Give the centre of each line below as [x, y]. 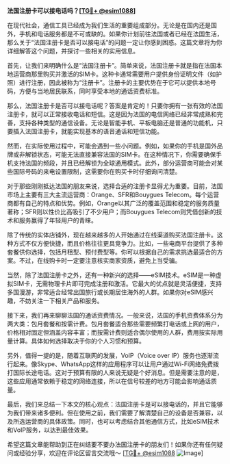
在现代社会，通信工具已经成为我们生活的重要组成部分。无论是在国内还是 [109, 25]
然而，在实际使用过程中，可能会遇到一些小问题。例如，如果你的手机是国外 [112, 146]
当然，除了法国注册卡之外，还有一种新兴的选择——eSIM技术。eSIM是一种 [112, 275]
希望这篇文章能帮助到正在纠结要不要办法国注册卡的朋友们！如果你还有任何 [112, 444]
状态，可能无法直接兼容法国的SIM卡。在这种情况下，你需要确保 [126, 154]
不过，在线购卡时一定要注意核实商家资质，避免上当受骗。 [100, 260]
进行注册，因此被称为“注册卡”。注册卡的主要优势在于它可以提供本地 [115, 82]
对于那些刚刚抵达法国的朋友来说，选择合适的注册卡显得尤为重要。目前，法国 [115, 186]
